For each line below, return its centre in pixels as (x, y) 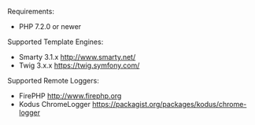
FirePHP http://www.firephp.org (70, 96)
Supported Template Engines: (55, 42)
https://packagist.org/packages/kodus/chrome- (170, 104)
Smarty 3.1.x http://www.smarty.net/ (77, 57)
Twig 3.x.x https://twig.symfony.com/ (79, 65)
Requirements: (31, 11)
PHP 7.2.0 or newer (50, 26)
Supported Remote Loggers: (53, 81)
